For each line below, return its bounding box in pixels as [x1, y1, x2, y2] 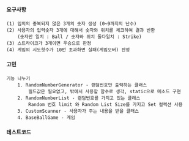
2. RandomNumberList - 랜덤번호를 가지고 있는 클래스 [17, 95, 141, 101]
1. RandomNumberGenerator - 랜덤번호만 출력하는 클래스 [17, 82, 147, 88]
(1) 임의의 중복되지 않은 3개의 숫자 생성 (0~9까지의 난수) [6, 21, 137, 27]
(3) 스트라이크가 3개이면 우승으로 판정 [6, 40, 92, 47]
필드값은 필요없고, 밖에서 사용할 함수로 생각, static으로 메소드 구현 [28, 89, 182, 95]
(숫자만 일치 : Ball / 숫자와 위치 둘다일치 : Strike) [17, 34, 142, 40]
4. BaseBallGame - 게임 [17, 115, 75, 121]
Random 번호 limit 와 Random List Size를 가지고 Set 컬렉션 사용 [28, 102, 183, 108]
